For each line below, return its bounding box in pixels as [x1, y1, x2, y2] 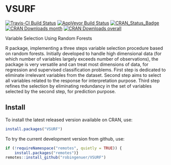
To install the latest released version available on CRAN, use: [5, 117, 133, 123]
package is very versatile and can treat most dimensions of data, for [5, 61, 149, 67]
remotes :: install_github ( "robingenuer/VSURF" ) [5, 155, 106, 160]
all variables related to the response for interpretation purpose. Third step [5, 77, 160, 84]
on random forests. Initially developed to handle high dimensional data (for [5, 50, 162, 57]
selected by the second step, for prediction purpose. [5, 88, 116, 94]
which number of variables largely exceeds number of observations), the [5, 56, 159, 62]
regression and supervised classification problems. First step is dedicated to [5, 67, 166, 73]
